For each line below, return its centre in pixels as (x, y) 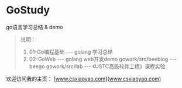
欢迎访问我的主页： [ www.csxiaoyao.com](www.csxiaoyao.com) (84, 79)
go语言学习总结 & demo (35, 27)
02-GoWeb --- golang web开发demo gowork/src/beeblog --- (103, 59)
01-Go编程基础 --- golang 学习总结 (71, 52)
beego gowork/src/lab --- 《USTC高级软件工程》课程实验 (97, 66)
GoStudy (28, 10)
